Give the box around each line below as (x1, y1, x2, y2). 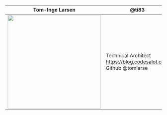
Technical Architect (106, 52, 151, 59)
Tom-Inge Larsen (33, 6, 76, 13)
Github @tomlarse (106, 65, 148, 71)
